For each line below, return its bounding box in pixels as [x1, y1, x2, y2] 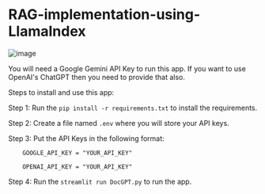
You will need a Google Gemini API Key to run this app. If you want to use [8, 63, 247, 73]
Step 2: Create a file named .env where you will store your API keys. [8, 118, 229, 127]
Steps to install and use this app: [8, 87, 115, 97]
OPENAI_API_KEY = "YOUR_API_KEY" [22, 162, 133, 171]
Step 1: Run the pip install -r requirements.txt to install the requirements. [8, 103, 258, 112]
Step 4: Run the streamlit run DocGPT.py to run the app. [8, 177, 192, 186]
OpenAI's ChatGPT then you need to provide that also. [8, 72, 186, 82]
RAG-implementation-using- [8, 6, 201, 24]
